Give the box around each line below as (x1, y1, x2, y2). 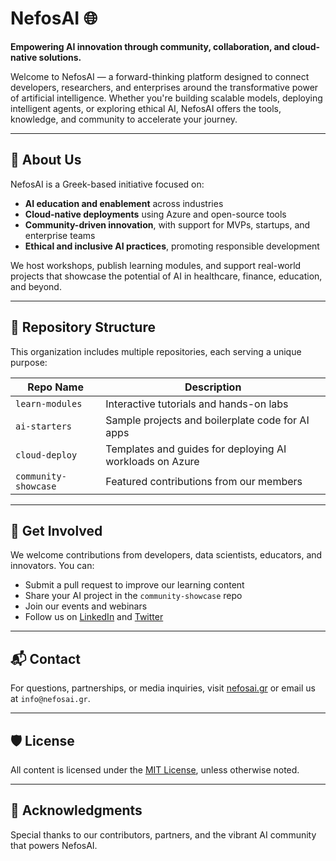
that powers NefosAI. (10, 839, 98, 851)
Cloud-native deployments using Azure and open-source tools (24, 208, 287, 220)
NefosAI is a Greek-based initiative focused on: (10, 178, 205, 190)
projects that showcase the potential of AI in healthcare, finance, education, (10, 270, 323, 282)
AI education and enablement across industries (24, 197, 224, 209)
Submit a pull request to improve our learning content (24, 579, 245, 591)
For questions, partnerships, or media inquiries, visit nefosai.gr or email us (10, 682, 316, 694)
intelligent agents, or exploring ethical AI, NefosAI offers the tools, (10, 102, 282, 114)
